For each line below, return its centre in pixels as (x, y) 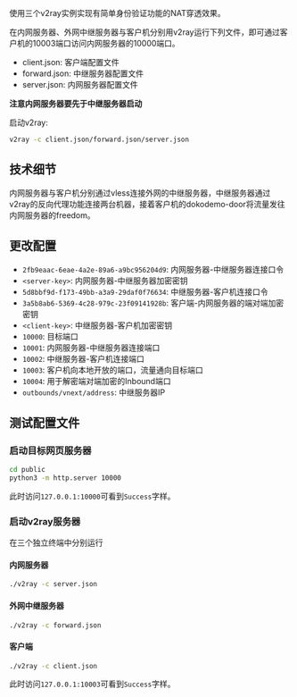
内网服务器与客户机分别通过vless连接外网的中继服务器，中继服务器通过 (140, 193)
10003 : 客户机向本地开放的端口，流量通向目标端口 (112, 370)
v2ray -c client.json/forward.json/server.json (99, 139)
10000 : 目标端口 (50, 336)
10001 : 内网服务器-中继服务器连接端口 (91, 348)
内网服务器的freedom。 (52, 215)
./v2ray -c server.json (54, 584)
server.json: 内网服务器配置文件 (80, 84)
